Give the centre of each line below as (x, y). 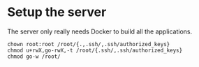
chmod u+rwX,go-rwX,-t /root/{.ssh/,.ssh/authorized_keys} (95, 50)
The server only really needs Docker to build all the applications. (100, 31)
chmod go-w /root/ (34, 57)
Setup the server (57, 12)
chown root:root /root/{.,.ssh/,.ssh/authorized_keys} (89, 44)
